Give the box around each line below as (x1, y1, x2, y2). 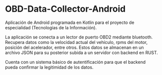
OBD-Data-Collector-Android (5, 3, 126, 15)
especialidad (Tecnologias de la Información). (5, 24, 97, 30)
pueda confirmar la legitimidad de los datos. (5, 64, 94, 70)
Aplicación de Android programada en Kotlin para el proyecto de (5, 19, 135, 25)
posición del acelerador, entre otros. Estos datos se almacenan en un (5, 44, 144, 50)
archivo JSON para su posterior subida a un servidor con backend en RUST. (5, 50, 158, 56)
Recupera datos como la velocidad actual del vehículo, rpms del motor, (5, 39, 148, 45)
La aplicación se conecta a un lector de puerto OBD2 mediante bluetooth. (5, 34, 153, 40)
